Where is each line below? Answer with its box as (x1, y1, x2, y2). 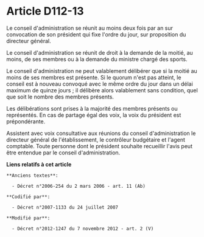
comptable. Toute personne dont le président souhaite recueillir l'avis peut (6, 142, 193, 149)
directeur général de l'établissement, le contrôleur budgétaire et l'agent (6, 136, 186, 143)
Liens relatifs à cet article (6, 160, 72, 168)
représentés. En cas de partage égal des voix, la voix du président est (6, 111, 181, 118)
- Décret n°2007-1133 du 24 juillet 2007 (12, 204, 119, 210)
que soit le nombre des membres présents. (6, 93, 114, 100)
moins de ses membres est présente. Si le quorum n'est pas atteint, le (6, 74, 181, 81)
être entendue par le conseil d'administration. (6, 149, 121, 156)
